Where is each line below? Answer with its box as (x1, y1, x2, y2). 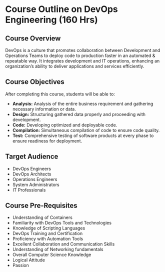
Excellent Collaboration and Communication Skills (12, 241, 115, 247)
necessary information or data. (12, 106, 76, 112)
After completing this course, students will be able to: (5, 91, 115, 97)
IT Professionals (12, 186, 46, 193)
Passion (12, 262, 29, 268)
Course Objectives (5, 77, 65, 86)
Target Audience (5, 152, 58, 161)
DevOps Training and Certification (12, 230, 83, 236)
